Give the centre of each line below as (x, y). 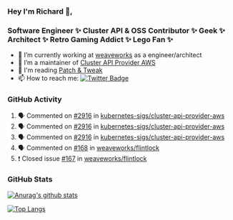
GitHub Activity (35, 99)
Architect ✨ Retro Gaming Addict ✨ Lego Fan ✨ (90, 39)
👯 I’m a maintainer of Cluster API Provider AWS (86, 63)
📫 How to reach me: (48, 79)
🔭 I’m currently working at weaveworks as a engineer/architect (110, 55)
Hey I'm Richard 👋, (40, 11)
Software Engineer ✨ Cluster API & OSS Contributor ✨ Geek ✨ (116, 30)
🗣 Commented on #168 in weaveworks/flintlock (88, 147)
